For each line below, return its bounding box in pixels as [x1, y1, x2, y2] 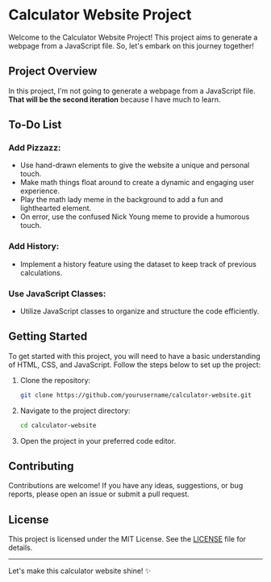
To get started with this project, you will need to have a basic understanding [8, 351, 261, 361]
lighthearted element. [19, 204, 92, 213]
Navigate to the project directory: [19, 406, 131, 415]
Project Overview [8, 65, 98, 78]
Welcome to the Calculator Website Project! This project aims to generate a [8, 32, 258, 42]
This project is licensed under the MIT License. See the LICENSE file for [8, 534, 247, 544]
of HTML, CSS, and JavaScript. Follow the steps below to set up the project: [8, 360, 261, 369]
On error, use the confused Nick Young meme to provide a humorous [19, 212, 250, 221]
